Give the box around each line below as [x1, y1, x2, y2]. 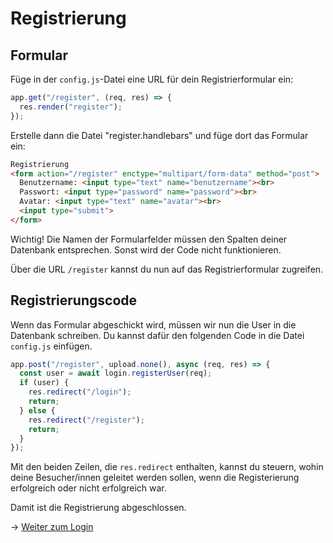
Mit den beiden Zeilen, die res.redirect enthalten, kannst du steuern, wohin [10, 461, 324, 473]
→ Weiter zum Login [10, 521, 94, 533]
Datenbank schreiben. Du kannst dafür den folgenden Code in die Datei [10, 329, 305, 341]
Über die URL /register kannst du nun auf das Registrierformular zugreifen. [10, 263, 324, 275]
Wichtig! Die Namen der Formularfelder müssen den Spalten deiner [10, 233, 288, 245]
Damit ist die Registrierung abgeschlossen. [10, 502, 187, 514]
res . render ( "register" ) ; [19, 102, 123, 112]
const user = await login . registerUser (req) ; [19, 368, 213, 379]
